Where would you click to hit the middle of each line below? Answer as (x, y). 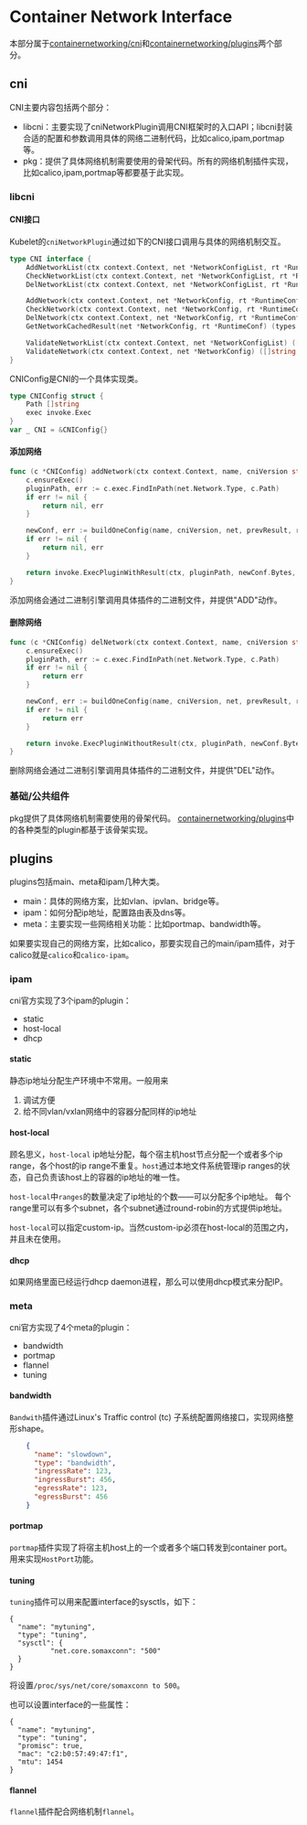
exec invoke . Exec (59, 413)
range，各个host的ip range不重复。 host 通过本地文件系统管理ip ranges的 (146, 1166)
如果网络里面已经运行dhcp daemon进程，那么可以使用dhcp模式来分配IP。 (149, 1282)
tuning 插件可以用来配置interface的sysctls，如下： (104, 1602)
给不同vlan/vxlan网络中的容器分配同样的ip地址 (110, 1111)
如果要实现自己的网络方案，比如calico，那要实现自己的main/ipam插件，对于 (153, 944)
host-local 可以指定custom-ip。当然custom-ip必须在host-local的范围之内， (151, 1228)
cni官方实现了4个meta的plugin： (71, 1327)
